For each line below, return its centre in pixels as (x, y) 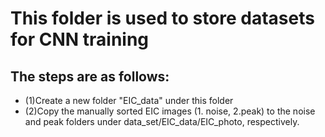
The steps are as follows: (90, 76)
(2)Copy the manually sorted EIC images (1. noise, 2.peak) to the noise (170, 111)
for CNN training (80, 39)
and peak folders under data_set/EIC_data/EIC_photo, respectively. (162, 121)
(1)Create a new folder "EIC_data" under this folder (129, 100)
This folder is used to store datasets (162, 18)
